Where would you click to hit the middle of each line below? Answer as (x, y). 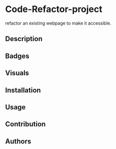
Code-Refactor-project (54, 9)
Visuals (17, 73)
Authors (18, 141)
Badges (17, 56)
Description (24, 39)
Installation (23, 90)
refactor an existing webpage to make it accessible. (58, 23)
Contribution (25, 124)
